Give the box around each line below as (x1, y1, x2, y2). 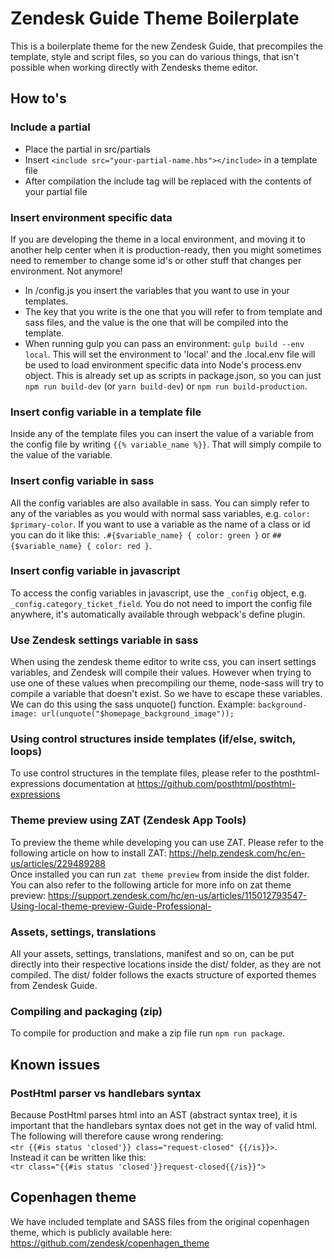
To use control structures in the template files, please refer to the (10, 767, 278, 779)
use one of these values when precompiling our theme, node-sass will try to (10, 677, 324, 689)
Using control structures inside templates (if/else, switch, (10, 732, 297, 746)
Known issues (10, 1056, 101, 1073)
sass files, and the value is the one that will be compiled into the (24, 316, 289, 328)
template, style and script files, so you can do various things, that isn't (10, 50, 300, 62)
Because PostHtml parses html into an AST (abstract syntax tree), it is (10, 1108, 298, 1121)
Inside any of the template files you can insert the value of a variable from (10, 428, 314, 440)
